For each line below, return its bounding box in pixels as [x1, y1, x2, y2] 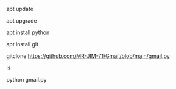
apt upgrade [6, 17, 38, 24]
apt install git [6, 41, 38, 48]
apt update [6, 5, 33, 12]
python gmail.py [6, 76, 47, 83]
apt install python [6, 29, 50, 36]
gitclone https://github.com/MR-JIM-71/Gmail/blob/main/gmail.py [6, 52, 171, 60]
